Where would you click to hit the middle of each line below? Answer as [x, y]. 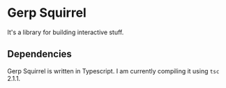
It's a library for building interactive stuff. [66, 32]
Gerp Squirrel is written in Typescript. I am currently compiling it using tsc [113, 71]
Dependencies [39, 54]
